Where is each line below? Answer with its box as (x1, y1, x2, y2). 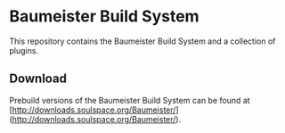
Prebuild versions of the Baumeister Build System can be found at (9, 95, 251, 105)
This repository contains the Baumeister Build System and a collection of (9, 36, 276, 46)
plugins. (9, 45, 38, 55)
